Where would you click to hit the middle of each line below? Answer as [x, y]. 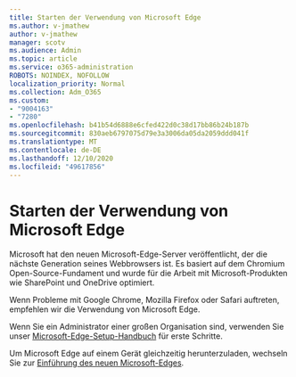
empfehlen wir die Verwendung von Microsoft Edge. [105, 309]
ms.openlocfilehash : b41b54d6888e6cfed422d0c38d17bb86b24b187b [129, 126]
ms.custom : [29, 100]
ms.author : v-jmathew [49, 26]
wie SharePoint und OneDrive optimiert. [82, 283]
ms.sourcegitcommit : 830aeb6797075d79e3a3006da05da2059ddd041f [129, 134]
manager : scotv [37, 42]
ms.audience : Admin [45, 51]
